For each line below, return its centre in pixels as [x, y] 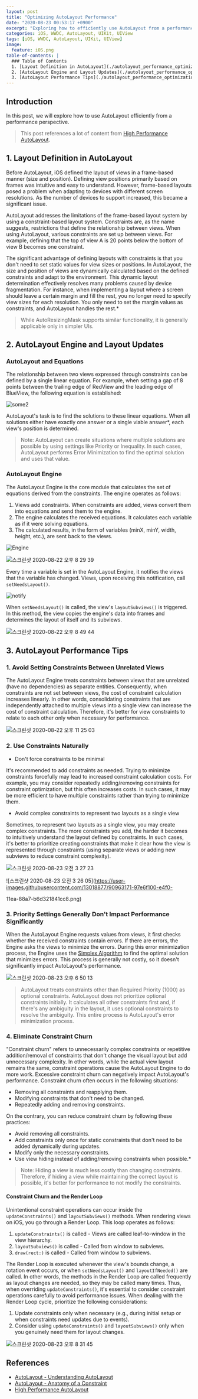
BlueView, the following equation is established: [64, 393]
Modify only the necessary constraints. [62, 1153]
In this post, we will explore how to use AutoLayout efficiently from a [89, 115]
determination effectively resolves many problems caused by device [89, 283]
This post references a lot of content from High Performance [94, 133]
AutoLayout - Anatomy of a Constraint [61, 1384]
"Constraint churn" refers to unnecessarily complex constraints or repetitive [98, 1049]
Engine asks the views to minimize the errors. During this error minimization [98, 947]
